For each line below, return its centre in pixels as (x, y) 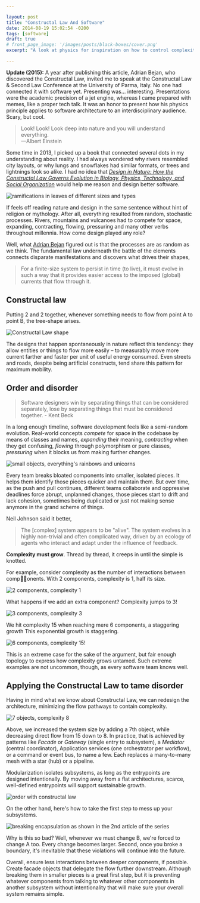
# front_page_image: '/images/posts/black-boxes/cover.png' (82, 45)
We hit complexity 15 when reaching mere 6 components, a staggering (93, 625)
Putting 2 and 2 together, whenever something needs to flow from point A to (100, 315)
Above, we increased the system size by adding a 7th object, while (88, 729)
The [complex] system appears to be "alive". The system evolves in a (105, 530)
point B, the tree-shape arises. (43, 320)
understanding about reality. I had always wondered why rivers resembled (97, 159)
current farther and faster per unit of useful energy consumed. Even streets (99, 356)
